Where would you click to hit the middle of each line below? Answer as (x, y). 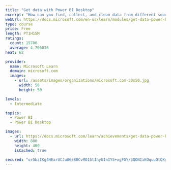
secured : (15, 160)
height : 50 (30, 90)
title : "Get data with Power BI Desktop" (50, 10)
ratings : (15, 39)
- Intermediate (26, 104)
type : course (19, 24)
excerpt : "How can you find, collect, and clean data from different (81, 15)
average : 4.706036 (30, 48)
